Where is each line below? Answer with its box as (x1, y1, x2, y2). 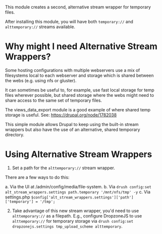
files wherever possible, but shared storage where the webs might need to (5, 92, 154, 98)
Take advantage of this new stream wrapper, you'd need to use (12, 208, 139, 214)
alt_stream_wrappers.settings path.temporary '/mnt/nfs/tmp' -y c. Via (5, 189, 151, 195)
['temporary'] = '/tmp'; (5, 199, 55, 204)
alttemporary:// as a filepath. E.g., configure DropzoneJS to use (12, 213, 142, 218)
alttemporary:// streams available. (5, 24, 75, 30)
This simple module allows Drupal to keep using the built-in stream (5, 121, 139, 127)
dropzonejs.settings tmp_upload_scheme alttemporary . (12, 223, 123, 229)
